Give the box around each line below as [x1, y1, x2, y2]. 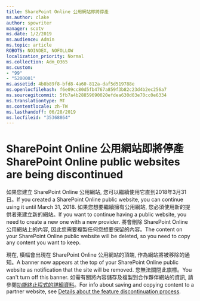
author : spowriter [6, 20, 52, 26]
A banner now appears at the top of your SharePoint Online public [17, 259, 179, 266]
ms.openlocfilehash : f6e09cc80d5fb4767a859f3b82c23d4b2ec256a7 [6, 87, 167, 93]
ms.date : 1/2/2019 [6, 31, 52, 37]
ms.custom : [6, 64, 33, 71]
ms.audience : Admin [6, 37, 55, 42]
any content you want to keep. [6, 239, 81, 246]
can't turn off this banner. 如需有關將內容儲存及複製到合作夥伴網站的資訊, [6, 273, 187, 281]
